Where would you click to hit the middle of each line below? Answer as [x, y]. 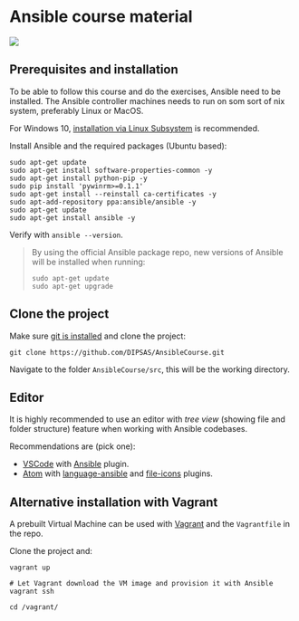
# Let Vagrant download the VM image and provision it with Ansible [141, 584]
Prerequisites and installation [94, 70]
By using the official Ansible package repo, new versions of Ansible [157, 252]
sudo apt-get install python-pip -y [78, 178]
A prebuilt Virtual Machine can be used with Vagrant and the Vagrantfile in [150, 524]
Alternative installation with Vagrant [114, 502]
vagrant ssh [32, 592]
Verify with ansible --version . [67, 234]
